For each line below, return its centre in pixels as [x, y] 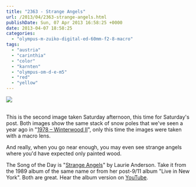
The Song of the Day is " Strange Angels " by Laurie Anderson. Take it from [96, 165]
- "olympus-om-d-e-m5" [39, 72]
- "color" [23, 61]
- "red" [21, 77]
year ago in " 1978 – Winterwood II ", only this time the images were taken [94, 129]
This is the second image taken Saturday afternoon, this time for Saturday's [98, 117]
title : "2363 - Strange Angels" [46, 12]
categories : [21, 34]
